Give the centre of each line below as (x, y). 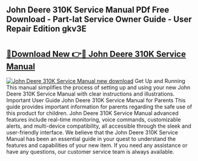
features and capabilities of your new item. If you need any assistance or (97, 145)
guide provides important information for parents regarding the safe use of (99, 107)
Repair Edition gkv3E (46, 29)
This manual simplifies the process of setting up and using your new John (98, 87)
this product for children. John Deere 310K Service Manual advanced (92, 113)
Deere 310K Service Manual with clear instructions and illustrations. (91, 94)
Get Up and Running (160, 81)
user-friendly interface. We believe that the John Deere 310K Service (92, 132)
